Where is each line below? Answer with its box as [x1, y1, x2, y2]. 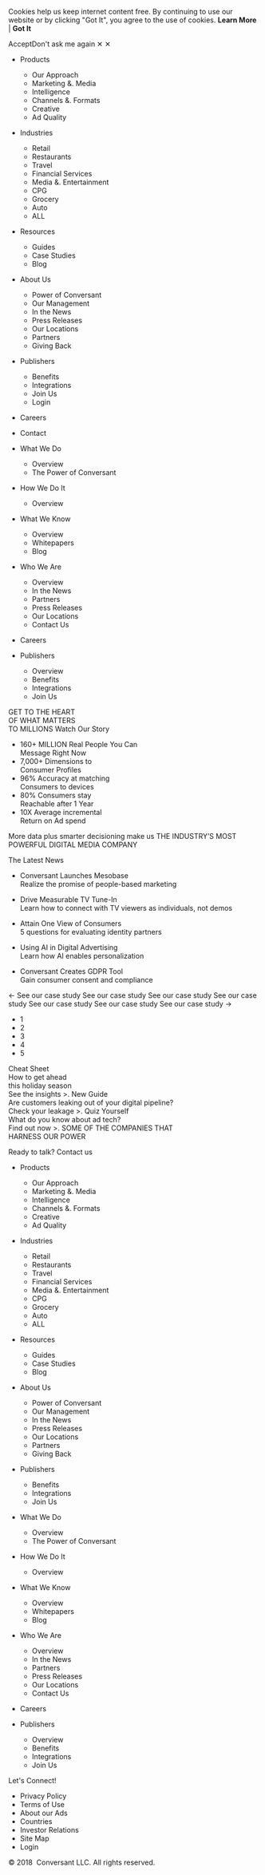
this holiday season [8, 1081, 72, 1090]
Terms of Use [19, 1800, 65, 1809]
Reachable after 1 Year [19, 799, 94, 809]
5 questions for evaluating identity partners [19, 928, 162, 936]
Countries [19, 1817, 53, 1826]
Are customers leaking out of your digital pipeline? [8, 1098, 174, 1107]
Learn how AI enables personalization [19, 951, 144, 960]
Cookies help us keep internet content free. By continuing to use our [8, 7, 233, 16]
